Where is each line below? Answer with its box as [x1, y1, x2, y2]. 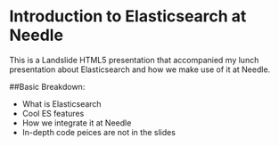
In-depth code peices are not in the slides [21, 126, 176, 137]
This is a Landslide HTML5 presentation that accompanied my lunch [9, 54, 259, 65]
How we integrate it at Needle [21, 118, 132, 128]
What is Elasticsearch [21, 98, 102, 109]
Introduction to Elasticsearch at [9, 6, 247, 27]
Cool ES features [21, 108, 85, 118]
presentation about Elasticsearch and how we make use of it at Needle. [9, 64, 271, 75]
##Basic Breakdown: [9, 81, 86, 92]
